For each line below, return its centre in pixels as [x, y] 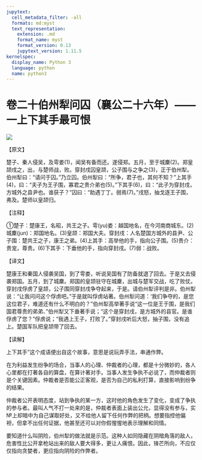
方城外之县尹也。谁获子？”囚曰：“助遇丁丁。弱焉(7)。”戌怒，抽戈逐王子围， [99, 192]
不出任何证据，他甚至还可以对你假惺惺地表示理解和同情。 [98, 423]
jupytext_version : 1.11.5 [50, 51]
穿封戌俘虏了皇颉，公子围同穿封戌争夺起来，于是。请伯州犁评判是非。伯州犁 [101, 289]
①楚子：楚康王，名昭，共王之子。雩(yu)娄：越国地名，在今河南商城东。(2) [100, 225]
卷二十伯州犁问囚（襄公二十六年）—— [101, 105]
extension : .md [36, 34]
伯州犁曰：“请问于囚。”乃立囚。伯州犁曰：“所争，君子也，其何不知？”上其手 [99, 177]
